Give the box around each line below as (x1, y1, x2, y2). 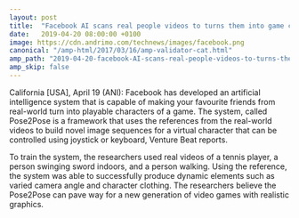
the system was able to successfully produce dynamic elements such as (9, 170, 275, 181)
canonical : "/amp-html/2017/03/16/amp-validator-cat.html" (9, 46, 233, 55)
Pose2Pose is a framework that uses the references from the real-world (9, 115, 273, 125)
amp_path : (9, 54, 46, 63)
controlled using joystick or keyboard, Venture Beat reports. (9, 134, 229, 145)
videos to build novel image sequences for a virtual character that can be (9, 125, 278, 135)
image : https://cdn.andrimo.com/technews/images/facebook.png (9, 37, 245, 47)
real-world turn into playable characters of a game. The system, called (9, 106, 268, 117)
